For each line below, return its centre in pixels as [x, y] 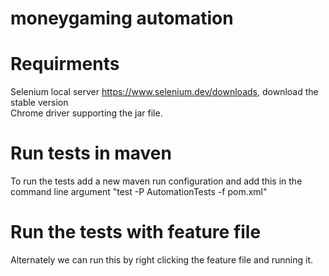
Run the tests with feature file [136, 232]
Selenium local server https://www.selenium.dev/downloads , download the [164, 92]
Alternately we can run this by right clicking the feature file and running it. [161, 260]
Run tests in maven [91, 153]
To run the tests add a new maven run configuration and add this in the [156, 181]
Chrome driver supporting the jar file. [86, 113]
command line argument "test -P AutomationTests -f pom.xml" [139, 192]
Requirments [65, 64]
